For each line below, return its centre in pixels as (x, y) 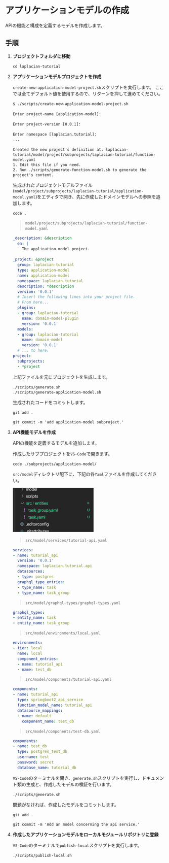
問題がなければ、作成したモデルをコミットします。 (66, 805)
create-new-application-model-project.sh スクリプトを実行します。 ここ (88, 87)
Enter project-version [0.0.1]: (47, 124)
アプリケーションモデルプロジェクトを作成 (57, 76)
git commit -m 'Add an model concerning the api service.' (76, 824)
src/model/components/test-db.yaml (62, 732)
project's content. (33, 175)
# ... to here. (33, 351)
